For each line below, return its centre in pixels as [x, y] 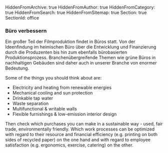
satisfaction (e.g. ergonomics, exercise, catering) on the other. [69, 145]
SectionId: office [22, 18]
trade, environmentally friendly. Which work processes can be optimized [80, 129]
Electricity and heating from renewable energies [62, 87]
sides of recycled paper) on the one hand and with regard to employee [78, 140]
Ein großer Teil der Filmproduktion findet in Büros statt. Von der [70, 41]
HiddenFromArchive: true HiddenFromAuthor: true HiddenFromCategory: [80, 7]
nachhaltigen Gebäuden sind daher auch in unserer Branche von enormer [81, 63]
